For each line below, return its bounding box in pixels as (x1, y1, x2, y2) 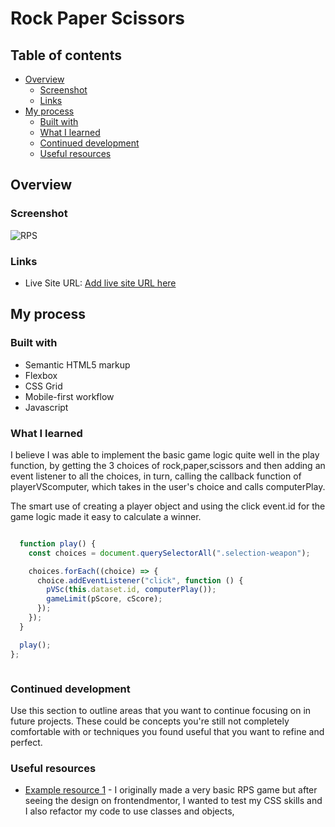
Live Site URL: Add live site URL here (24, 277, 177, 289)
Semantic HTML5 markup (24, 358, 131, 371)
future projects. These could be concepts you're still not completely (10, 715, 290, 727)
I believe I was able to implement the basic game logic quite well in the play (10, 448, 320, 461)
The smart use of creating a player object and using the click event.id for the (10, 500, 326, 512)
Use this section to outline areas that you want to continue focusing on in (10, 704, 312, 716)
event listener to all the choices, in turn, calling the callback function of (10, 470, 302, 482)
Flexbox (24, 369, 58, 381)
